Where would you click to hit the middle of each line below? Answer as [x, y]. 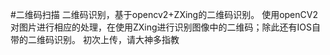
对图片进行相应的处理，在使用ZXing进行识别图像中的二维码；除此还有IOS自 [166, 27]
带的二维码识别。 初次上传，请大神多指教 [95, 39]
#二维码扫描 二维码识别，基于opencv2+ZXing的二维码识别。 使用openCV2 [164, 14]
